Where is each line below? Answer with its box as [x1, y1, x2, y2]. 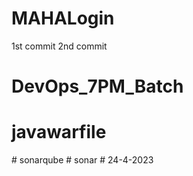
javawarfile [11, 121, 107, 144]
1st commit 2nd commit [11, 40, 108, 52]
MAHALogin [11, 7, 115, 30]
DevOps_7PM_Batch [11, 75, 184, 98]
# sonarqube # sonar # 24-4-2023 [11, 154, 154, 166]
